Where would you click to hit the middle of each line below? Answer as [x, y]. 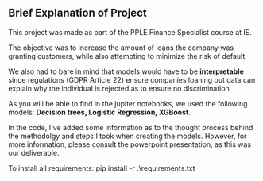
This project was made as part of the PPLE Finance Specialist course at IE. [130, 32]
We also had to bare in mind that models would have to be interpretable [126, 71]
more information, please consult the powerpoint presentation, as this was [130, 144]
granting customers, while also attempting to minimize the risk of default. [128, 56]
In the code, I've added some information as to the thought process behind [131, 127]
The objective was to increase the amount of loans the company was [121, 48]
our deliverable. [34, 152]
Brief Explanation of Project [77, 13]
